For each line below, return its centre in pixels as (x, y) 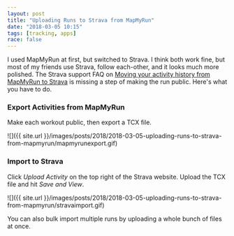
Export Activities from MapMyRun (66, 108)
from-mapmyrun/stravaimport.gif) (56, 205)
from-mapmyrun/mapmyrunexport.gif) (63, 143)
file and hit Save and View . (46, 184)
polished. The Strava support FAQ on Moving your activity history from (109, 75)
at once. (19, 226)
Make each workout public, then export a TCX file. (80, 122)
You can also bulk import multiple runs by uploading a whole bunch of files (115, 219)
